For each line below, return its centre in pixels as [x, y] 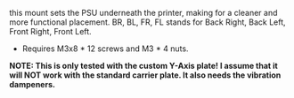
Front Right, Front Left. [50, 31]
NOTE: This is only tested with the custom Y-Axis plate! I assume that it [143, 66]
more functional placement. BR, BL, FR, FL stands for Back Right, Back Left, [148, 22]
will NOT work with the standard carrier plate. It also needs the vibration [145, 75]
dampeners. [33, 84]
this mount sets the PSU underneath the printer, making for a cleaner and [143, 13]
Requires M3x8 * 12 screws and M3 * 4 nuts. [105, 49]
